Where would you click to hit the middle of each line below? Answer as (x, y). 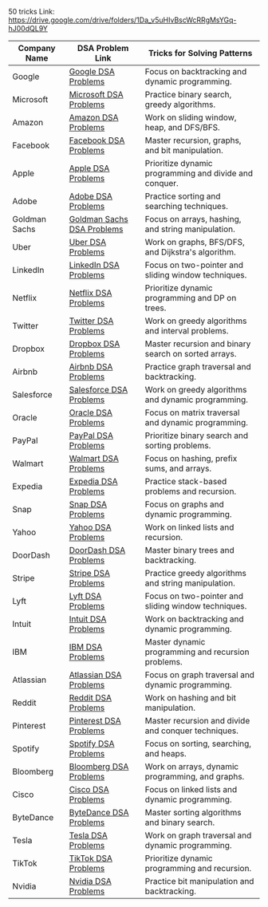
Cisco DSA (89, 789)
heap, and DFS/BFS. (183, 127)
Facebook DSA (97, 140)
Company (37, 48)
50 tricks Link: (32, 12)
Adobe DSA (91, 196)
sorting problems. (178, 446)
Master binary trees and (189, 550)
